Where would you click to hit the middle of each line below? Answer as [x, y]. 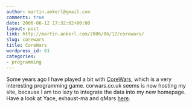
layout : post [23, 28]
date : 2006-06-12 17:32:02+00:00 [48, 23]
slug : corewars [25, 40]
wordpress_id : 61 [28, 51]
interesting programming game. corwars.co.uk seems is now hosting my [96, 85]
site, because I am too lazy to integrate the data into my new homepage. [96, 92]
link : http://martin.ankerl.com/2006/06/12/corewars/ [75, 34]
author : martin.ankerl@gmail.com [48, 12]
